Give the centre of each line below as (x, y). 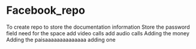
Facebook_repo (46, 10)
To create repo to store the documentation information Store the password (98, 27)
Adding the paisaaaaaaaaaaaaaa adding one (61, 39)
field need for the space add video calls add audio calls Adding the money (98, 33)
